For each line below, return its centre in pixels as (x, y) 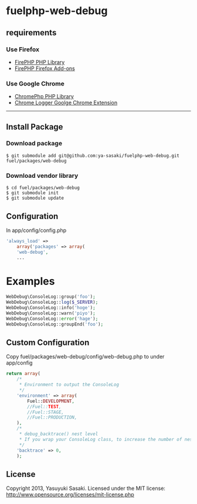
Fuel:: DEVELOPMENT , (51, 401)
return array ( (23, 374)
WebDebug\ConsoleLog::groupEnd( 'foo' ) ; (55, 324)
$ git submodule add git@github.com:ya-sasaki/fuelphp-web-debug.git (93, 155)
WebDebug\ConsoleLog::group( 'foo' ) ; (51, 297)
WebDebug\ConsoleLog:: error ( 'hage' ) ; (52, 319)
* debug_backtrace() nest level (59, 434)
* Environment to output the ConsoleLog (69, 385)
